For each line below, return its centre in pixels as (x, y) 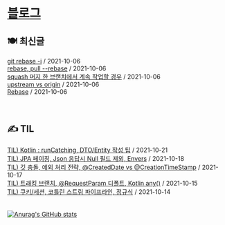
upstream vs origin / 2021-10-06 (53, 84)
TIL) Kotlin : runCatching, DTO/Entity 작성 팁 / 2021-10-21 (88, 150)
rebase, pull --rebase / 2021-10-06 (57, 68)
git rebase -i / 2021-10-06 (44, 61)
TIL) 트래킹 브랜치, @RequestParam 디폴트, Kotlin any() (84, 183)
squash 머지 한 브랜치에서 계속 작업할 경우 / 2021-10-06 (84, 77)
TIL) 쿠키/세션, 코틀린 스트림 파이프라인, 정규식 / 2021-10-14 (89, 192)
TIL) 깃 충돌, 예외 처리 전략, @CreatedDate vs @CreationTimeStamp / (104, 167)
